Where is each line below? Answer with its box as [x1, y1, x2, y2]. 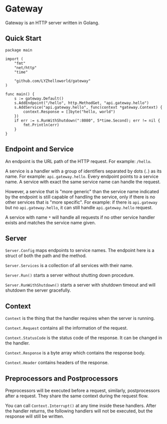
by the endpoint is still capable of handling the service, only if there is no [5, 194, 155, 200]
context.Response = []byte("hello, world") [23, 109, 115, 114]
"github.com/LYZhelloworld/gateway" [14, 78, 91, 83]
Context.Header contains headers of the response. [5, 360, 109, 366]
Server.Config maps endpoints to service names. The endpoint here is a [5, 247, 154, 253]
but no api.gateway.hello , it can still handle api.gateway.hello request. [5, 204, 153, 210]
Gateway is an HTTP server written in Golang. [5, 20, 99, 26]
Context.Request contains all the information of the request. [5, 325, 128, 331]
